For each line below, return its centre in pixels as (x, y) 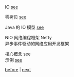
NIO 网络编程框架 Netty (28, 38)
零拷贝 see (16, 17)
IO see (12, 7)
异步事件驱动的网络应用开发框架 (37, 44)
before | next (18, 69)
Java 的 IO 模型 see (25, 27)
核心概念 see (18, 54)
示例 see (14, 60)
